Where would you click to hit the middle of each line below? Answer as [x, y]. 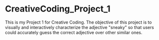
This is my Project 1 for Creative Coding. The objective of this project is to [78, 22]
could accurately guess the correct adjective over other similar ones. [74, 32]
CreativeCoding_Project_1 [58, 9]
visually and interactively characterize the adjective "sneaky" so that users [79, 27]
